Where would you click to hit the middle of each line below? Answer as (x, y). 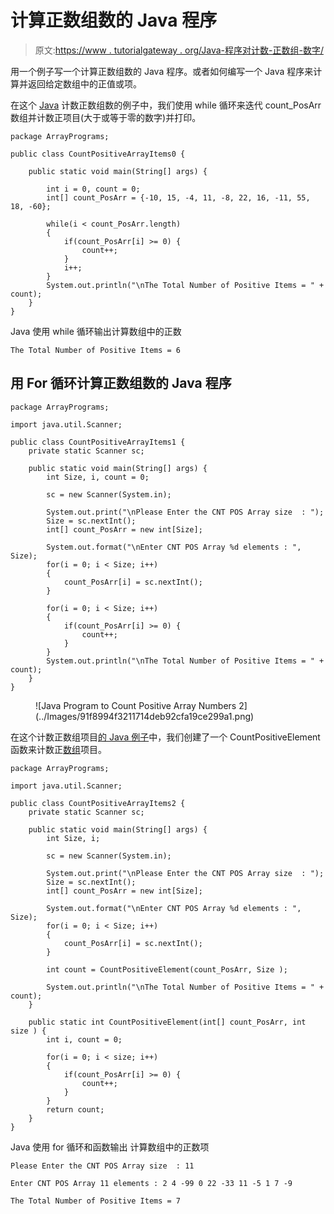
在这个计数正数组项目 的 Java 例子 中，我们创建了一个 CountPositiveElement (165, 737)
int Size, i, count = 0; (98, 477)
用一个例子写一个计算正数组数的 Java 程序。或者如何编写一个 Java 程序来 (162, 71)
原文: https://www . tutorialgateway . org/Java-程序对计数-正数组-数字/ (179, 50)
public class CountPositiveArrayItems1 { (98, 442)
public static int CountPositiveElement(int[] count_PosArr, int (167, 1022)
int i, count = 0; (84, 1039)
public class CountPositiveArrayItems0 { (98, 154)
